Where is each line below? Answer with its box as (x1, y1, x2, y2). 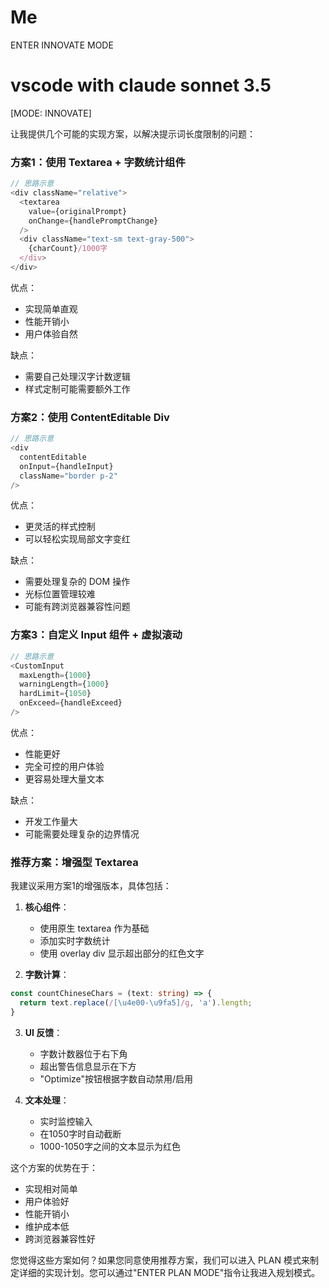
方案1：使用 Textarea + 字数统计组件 (10, 155, 186, 169)
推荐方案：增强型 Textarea (10, 855, 139, 869)
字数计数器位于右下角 (39, 1047, 128, 1060)
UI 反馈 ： (24, 1026, 63, 1038)
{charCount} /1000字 (28, 244, 108, 254)
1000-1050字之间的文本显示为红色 (39, 1140, 181, 1152)
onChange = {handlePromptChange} (28, 216, 159, 226)
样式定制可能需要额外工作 (24, 382, 131, 395)
